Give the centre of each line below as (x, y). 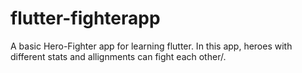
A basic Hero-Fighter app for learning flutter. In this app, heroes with (151, 46)
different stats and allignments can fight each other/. (118, 56)
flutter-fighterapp (85, 18)
